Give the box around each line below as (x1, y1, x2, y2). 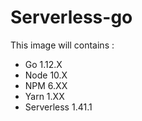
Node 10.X (24, 69, 68, 81)
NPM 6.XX (24, 79, 68, 91)
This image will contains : (10, 39, 115, 51)
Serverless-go (10, 6, 133, 29)
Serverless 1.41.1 (24, 101, 93, 113)
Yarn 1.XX (24, 90, 65, 102)
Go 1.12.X (24, 58, 63, 70)
